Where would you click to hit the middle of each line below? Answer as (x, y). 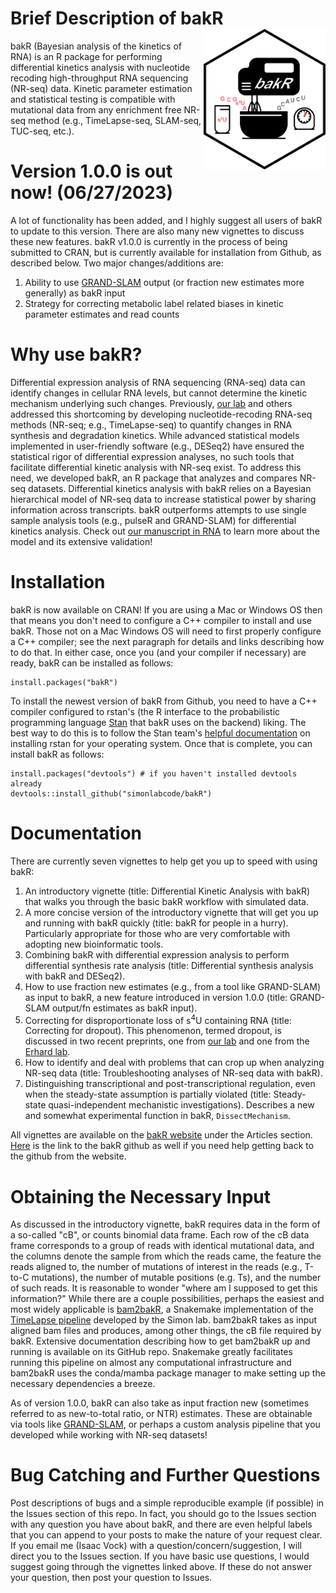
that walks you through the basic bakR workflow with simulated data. (166, 901)
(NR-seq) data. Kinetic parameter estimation (101, 88)
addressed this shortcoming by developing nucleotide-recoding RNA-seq (161, 414)
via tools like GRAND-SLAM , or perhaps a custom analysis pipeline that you (165, 1424)
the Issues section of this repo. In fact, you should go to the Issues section (163, 1514)
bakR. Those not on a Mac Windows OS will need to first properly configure (166, 631)
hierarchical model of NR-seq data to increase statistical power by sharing (163, 499)
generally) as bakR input (75, 293)
